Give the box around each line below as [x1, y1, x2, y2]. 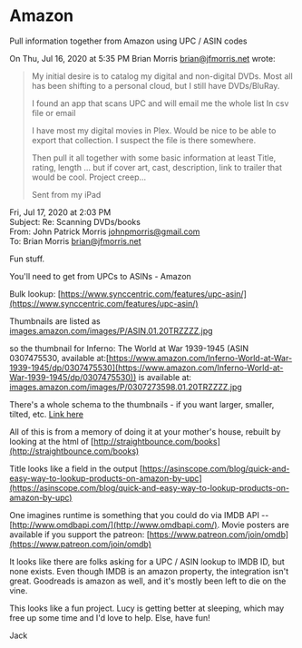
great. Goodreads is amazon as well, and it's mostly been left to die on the [9, 575, 287, 586]
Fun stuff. [9, 253, 45, 264]
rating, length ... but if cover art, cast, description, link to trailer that [31, 162, 283, 172]
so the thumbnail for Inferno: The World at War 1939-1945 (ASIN [9, 342, 249, 354]
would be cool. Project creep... [31, 172, 147, 182]
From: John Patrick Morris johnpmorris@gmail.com [9, 226, 200, 237]
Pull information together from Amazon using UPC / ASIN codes [9, 35, 248, 46]
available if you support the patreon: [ [9, 528, 151, 540]
